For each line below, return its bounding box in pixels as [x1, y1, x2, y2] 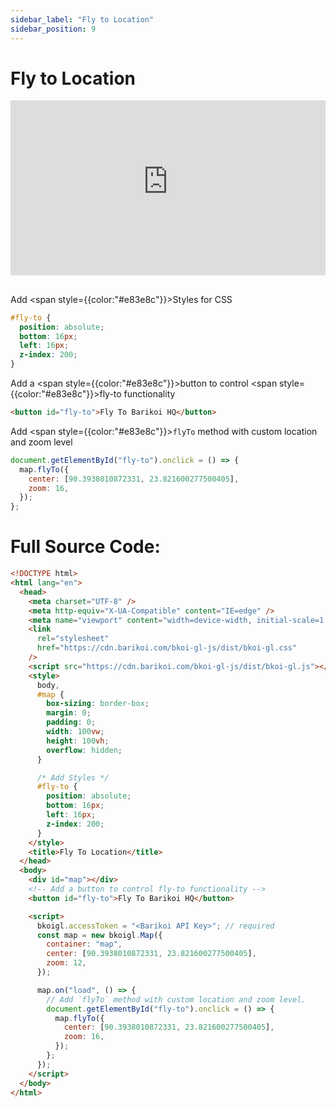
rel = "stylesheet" [36, 634, 110, 644]
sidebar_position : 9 [10, 24, 97, 34]
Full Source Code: [10, 536, 161, 558]
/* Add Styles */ [36, 772, 110, 783]
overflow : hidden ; [46, 745, 123, 755]
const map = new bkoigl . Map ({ [36, 930, 163, 940]
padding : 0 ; [46, 717, 97, 728]
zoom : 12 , [46, 958, 87, 968]
